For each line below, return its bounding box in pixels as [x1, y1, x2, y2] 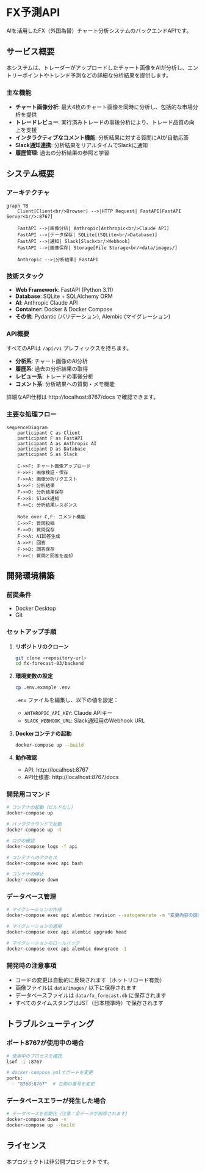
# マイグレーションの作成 [6, 907, 62, 913]
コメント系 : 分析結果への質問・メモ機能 [15, 380, 115, 388]
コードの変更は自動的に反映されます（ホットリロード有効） [15, 976, 165, 984]
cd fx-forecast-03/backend [15, 661, 84, 667]
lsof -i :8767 [6, 1059, 43, 1065]
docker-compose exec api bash [6, 860, 84, 866]
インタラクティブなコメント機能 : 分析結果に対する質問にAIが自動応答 [15, 134, 189, 141]
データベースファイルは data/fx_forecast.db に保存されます [15, 992, 167, 999]
